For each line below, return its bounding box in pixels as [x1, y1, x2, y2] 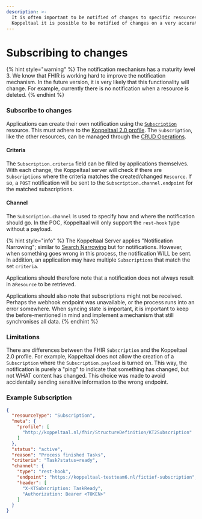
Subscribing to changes [6, 46, 128, 60]
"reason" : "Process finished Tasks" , [11, 452, 106, 458]
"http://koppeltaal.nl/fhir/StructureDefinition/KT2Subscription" [22, 429, 192, 436]
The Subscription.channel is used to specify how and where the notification [6, 213, 195, 220]
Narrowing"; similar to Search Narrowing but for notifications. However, [6, 244, 183, 251]
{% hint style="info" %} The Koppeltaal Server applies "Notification [6, 237, 173, 244]
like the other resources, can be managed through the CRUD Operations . [6, 133, 186, 140]
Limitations [6, 333, 40, 341]
